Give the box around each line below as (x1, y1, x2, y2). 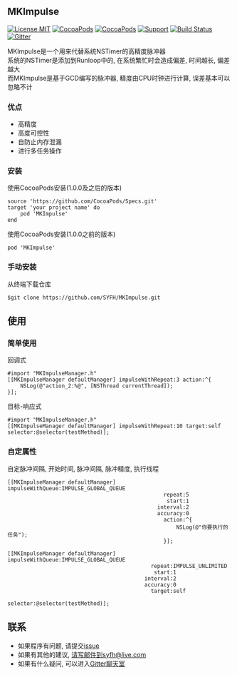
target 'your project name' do (7, 204, 100, 211)
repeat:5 (163, 491, 190, 498)
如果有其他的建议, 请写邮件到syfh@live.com (17, 650, 147, 659)
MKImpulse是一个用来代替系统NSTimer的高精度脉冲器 (7, 46, 166, 56)
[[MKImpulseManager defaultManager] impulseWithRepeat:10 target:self (7, 422, 221, 430)
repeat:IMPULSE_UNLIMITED (150, 562, 228, 569)
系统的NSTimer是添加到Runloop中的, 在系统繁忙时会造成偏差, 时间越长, (7, 56, 216, 64)
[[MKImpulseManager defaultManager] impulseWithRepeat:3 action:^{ (7, 376, 212, 384)
